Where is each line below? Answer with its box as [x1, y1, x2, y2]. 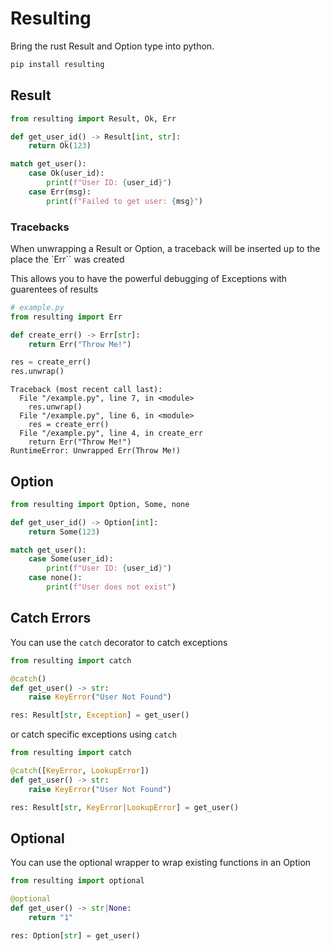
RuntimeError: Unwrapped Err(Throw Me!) [10, 446, 182, 456]
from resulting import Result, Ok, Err [10, 113, 177, 124]
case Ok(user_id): [28, 168, 105, 179]
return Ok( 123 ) [28, 141, 92, 151]
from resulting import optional [10, 876, 145, 886]
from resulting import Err [10, 312, 123, 322]
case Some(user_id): [28, 554, 114, 564]
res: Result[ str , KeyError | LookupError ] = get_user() [10, 802, 240, 812]
